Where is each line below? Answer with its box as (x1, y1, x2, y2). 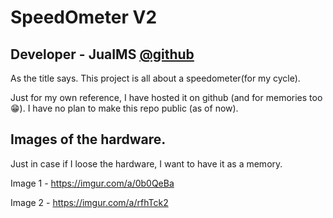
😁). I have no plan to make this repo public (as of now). (10, 102, 239, 114)
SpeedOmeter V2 (10, 6, 158, 29)
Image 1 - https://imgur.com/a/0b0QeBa (10, 177, 175, 189)
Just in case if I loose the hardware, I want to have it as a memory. (10, 157, 283, 170)
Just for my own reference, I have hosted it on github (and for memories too (10, 92, 323, 103)
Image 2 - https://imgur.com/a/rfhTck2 (10, 196, 169, 208)
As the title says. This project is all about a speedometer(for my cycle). (10, 72, 301, 84)
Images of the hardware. (10, 131, 167, 148)
